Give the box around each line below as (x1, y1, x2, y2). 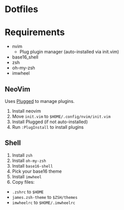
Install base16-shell (12, 163, 53, 169)
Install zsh (12, 152, 33, 158)
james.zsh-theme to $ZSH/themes (12, 194, 78, 200)
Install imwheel (12, 173, 42, 180)
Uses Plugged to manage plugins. (5, 98, 75, 104)
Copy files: (12, 179, 35, 185)
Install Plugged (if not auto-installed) (12, 119, 88, 125)
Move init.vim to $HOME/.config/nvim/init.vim (12, 113, 111, 119)
